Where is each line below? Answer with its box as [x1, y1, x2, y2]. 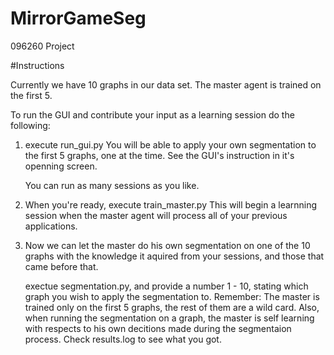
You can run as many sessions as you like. [24, 179, 200, 191]
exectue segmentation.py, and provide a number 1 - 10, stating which [24, 280, 309, 292]
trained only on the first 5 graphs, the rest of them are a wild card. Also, [24, 301, 320, 313]
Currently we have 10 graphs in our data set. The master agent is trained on [10, 78, 322, 91]
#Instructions [10, 59, 65, 71]
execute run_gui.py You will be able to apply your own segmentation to [24, 138, 317, 151]
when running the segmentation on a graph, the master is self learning [24, 312, 315, 324]
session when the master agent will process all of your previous [24, 209, 288, 221]
